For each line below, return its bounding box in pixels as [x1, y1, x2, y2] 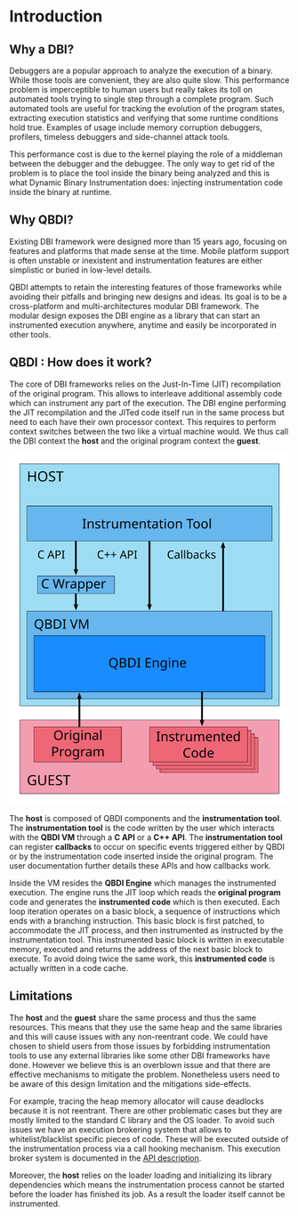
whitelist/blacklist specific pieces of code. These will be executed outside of [9, 1133, 289, 1144]
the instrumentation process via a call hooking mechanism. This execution [9, 1143, 281, 1154]
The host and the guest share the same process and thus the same [9, 1012, 256, 1023]
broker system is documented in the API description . [9, 1152, 202, 1163]
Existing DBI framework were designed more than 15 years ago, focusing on [9, 236, 287, 247]
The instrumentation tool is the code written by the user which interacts [9, 822, 275, 833]
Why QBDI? [9, 212, 74, 228]
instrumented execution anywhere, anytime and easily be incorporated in [9, 319, 278, 331]
